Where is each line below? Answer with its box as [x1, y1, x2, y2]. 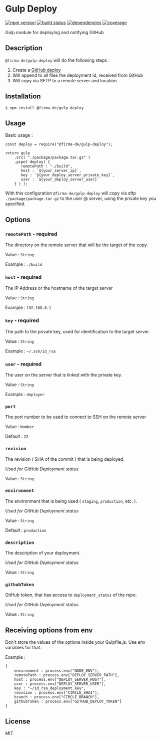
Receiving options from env [5, 626, 93, 634]
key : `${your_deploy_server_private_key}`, [20, 172, 115, 178]
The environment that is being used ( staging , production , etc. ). [5, 498, 137, 504]
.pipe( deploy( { [14, 159, 50, 164]
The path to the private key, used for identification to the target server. [5, 328, 150, 334]
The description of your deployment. [5, 550, 81, 556]
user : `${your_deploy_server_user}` [20, 177, 99, 182]
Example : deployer [5, 391, 45, 397]
